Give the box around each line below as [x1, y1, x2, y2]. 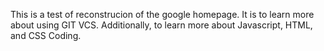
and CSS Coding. [10, 30, 82, 41]
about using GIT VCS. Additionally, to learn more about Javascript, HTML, [10, 19, 313, 31]
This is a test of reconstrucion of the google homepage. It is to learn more [10, 9, 315, 20]
